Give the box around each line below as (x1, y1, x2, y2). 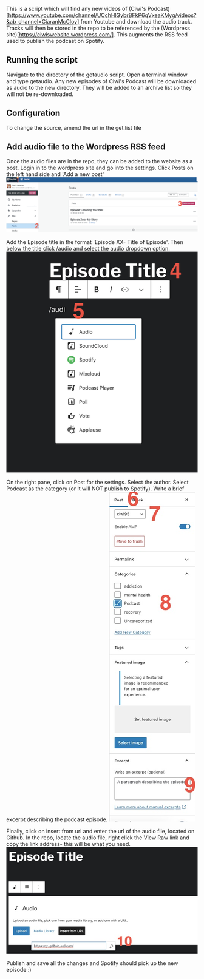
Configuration (6, 108, 61, 118)
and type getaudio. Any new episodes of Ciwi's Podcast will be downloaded (6, 77, 196, 84)
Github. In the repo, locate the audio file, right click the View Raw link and (6, 834, 189, 841)
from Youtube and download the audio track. (80, 18, 192, 25)
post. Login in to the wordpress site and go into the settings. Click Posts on (6, 164, 194, 172)
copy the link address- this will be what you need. (6, 841, 131, 848)
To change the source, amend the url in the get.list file (6, 124, 141, 131)
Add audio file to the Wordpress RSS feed (6, 142, 166, 152)
